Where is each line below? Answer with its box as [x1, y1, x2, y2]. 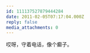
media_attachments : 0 [6, 24, 59, 31]
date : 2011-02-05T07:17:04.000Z [6, 14, 84, 20]
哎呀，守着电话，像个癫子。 [6, 41, 73, 48]
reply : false [6, 19, 38, 25]
